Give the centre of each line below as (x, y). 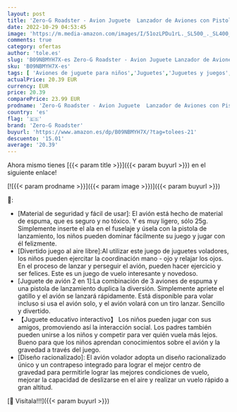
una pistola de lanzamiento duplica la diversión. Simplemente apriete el (121, 289)
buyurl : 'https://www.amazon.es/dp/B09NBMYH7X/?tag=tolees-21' (102, 132)
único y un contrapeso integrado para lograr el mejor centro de (109, 365)
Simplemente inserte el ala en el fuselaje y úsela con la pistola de (112, 229)
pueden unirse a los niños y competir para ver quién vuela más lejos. (117, 335)
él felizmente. (37, 243)
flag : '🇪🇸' (25, 119)
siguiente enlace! (32, 173)
